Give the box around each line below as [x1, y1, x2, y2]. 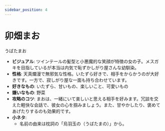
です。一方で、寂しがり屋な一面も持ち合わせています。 [16, 77, 129, 83]
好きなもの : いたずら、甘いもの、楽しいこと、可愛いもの [11, 83, 128, 89]
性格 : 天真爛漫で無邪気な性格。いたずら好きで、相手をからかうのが [11, 71, 150, 77]
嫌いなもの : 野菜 [11, 89, 45, 95]
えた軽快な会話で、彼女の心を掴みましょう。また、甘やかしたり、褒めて [11, 102, 160, 108]
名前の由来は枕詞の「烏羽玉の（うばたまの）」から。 [19, 121, 127, 127]
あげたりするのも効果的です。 [11, 108, 73, 114]
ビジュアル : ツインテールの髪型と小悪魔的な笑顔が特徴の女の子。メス [11, 58, 154, 64]
